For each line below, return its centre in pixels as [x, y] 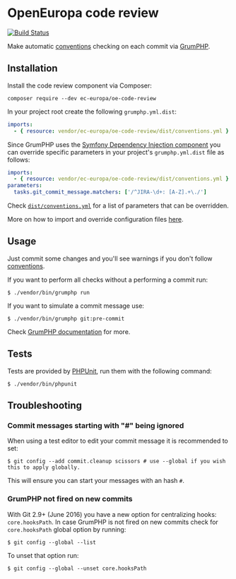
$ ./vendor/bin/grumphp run [49, 292]
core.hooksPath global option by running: [67, 529]
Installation [33, 68]
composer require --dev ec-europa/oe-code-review [82, 98]
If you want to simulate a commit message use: [76, 306]
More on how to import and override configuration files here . [95, 219]
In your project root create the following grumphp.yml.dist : [92, 112]
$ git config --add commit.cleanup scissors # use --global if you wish [117, 461]
